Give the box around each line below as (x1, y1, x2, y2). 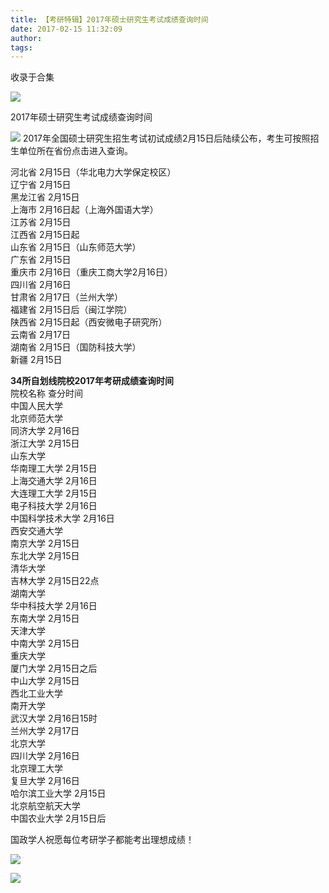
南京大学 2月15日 (10, 537, 80, 550)
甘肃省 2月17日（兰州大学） (10, 291, 124, 303)
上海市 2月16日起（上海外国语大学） (10, 204, 159, 216)
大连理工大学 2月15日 (10, 487, 98, 500)
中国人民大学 (10, 400, 63, 412)
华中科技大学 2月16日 (10, 600, 98, 612)
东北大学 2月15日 (10, 550, 80, 562)
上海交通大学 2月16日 (10, 475, 98, 487)
